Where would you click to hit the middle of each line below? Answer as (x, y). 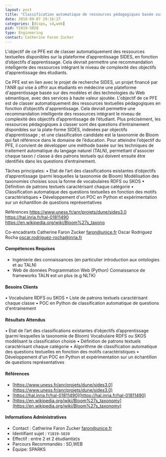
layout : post (19, 10)
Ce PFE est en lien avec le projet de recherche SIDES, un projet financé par (82, 82)
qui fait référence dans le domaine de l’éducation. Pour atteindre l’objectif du (83, 140)
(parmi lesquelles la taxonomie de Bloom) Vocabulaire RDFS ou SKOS (76, 336)
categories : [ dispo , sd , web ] (35, 24)
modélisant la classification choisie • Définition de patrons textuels (73, 341)
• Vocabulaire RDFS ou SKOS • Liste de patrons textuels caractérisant (76, 298)
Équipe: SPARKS (29, 449)
